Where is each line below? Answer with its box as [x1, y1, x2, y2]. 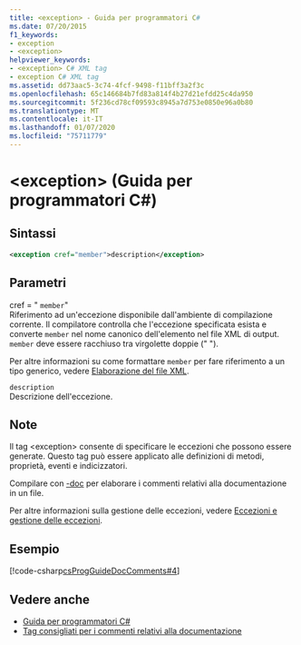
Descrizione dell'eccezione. [9, 391, 113, 402]
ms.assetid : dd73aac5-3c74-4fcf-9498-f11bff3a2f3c [9, 81, 205, 90]
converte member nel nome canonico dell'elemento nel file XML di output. [9, 328, 279, 339]
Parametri [9, 275, 66, 291]
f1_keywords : [9, 30, 59, 39]
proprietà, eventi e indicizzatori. [9, 461, 128, 471]
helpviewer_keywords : [9, 55, 92, 64]
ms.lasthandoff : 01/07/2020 [9, 124, 116, 133]
